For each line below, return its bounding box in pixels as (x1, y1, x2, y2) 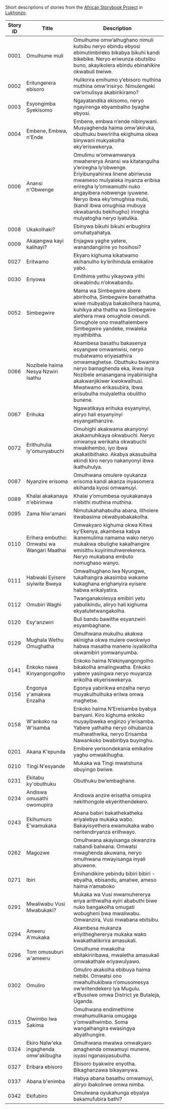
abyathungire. (73, 1031, 107, 1038)
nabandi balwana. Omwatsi (73, 843, 137, 850)
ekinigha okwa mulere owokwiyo (73, 637, 151, 643)
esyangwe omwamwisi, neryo (73, 346, 144, 353)
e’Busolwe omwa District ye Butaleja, (73, 991, 161, 998)
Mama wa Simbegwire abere (73, 287, 141, 294)
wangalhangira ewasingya (73, 1025, 135, 1032)
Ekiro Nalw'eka (26, 1039, 62, 1046)
